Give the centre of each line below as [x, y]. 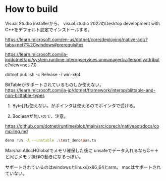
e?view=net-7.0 [21, 65]
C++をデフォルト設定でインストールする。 [49, 29]
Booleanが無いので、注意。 [40, 116]
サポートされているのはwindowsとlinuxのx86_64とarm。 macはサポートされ [83, 167]
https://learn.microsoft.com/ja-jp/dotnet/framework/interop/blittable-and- [80, 90]
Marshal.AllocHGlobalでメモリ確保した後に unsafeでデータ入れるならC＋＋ [82, 150]
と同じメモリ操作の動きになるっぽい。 [44, 156]
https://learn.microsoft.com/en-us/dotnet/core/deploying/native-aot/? [76, 39]
